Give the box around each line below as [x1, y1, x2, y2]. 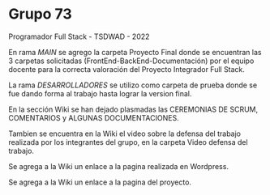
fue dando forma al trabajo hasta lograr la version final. [8, 88, 192, 98]
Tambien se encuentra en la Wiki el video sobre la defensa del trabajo [8, 129, 242, 138]
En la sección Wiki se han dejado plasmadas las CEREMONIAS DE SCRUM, [8, 104, 259, 114]
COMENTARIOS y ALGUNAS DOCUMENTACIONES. [8, 112, 180, 122]
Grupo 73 [8, 5, 73, 23]
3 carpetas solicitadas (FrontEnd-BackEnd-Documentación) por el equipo [8, 56, 255, 66]
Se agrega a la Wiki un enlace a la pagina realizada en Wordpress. [8, 161, 229, 171]
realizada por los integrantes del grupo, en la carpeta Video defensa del [8, 137, 249, 146]
